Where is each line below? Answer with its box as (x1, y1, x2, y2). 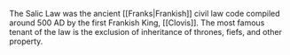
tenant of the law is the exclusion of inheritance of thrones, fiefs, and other (9, 27, 282, 37)
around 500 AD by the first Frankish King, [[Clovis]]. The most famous (9, 17, 265, 28)
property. (9, 36, 43, 46)
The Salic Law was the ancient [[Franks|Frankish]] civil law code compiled (9, 9, 281, 18)
